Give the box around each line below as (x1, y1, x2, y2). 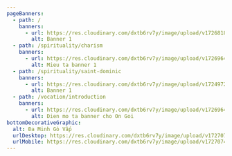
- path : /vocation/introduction (12, 94, 107, 101)
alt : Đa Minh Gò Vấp (12, 126, 72, 133)
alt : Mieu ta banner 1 (31, 61, 97, 68)
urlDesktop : (12, 132, 48, 139)
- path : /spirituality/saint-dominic (12, 68, 122, 75)
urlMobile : (12, 139, 44, 146)
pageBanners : (6, 10, 44, 17)
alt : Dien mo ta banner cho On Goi (31, 113, 134, 119)
